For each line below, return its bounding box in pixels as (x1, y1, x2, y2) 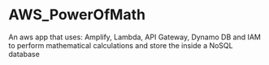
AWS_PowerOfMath (8, 6, 146, 24)
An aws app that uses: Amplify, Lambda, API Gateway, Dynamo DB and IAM (8, 32, 262, 42)
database (8, 49, 41, 59)
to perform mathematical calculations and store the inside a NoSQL (8, 40, 233, 50)
